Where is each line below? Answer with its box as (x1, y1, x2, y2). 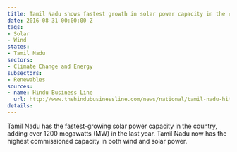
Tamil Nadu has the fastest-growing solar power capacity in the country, (7, 122, 217, 130)
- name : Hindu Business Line (7, 89, 93, 96)
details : (7, 103, 33, 110)
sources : (7, 83, 33, 90)
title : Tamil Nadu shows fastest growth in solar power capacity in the (7, 10, 226, 18)
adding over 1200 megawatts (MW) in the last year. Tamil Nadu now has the (7, 129, 227, 138)
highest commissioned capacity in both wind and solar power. (7, 136, 188, 145)
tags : (7, 23, 23, 30)
